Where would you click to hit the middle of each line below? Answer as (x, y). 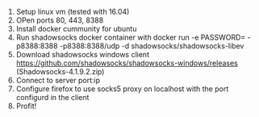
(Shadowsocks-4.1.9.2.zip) (60, 71)
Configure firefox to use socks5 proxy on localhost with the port (122, 89)
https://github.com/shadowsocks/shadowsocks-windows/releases (127, 63)
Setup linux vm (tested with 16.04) (73, 12)
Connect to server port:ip (58, 80)
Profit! (26, 106)
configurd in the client (52, 97)
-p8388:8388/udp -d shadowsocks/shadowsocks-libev (152, 46)
